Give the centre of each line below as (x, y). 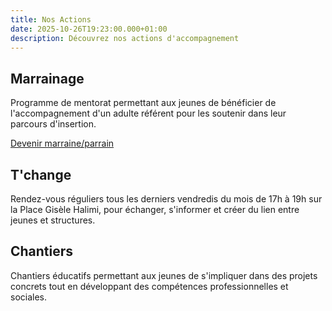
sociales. (29, 297)
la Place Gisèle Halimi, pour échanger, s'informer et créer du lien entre (155, 209)
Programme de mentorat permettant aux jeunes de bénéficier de (143, 103)
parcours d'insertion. (53, 124)
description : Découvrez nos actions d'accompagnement (125, 38)
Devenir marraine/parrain (62, 143)
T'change (41, 174)
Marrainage (47, 78)
